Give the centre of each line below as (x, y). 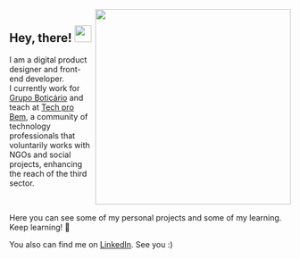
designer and (33, 69)
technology (30, 126)
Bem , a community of (49, 116)
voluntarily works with (50, 145)
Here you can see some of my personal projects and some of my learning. (146, 217)
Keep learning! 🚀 (40, 227)
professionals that (42, 135)
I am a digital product (48, 59)
